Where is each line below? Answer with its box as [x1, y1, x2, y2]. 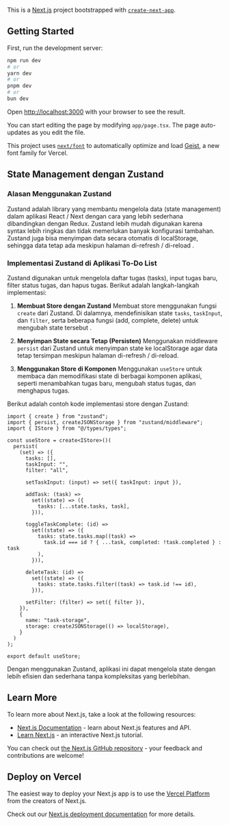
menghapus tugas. [16, 386, 70, 395]
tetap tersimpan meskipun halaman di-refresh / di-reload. [16, 351, 179, 359]
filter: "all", [25, 467, 69, 473]
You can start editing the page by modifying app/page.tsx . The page [7, 121, 200, 129]
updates [7, 128, 31, 136]
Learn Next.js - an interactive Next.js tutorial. [16, 730, 144, 739]
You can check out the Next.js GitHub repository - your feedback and [7, 743, 203, 752]
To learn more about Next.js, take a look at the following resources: [7, 710, 196, 718]
